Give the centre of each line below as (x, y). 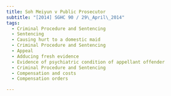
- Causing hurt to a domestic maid (56, 40)
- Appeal (22, 51)
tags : (13, 23)
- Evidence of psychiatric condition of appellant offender (88, 62)
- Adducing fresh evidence (45, 56)
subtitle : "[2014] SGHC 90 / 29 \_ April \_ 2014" (65, 17)
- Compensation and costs (44, 73)
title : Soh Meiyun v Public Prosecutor (56, 12)
